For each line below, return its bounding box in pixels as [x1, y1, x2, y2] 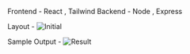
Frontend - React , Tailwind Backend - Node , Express [7, 7, 183, 16]
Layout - [7, 22, 35, 31]
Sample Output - [7, 37, 62, 46]
